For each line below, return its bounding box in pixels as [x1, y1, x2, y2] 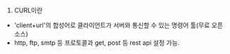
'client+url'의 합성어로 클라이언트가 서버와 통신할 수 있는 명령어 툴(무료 [13, 21, 210, 29]
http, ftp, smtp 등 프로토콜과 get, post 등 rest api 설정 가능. [13, 39, 180, 47]
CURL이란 [13, 6, 43, 14]
